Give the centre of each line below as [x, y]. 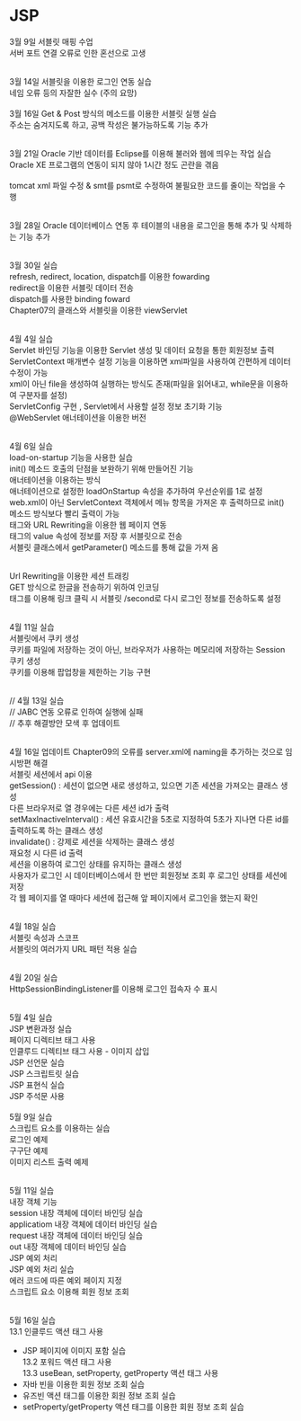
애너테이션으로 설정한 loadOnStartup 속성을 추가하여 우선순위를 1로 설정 [136, 491]
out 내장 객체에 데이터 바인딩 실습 [68, 1247]
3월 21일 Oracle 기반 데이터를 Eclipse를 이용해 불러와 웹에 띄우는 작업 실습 [141, 153]
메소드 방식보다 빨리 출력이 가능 [65, 513]
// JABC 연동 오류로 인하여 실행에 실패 [76, 712]
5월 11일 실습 [32, 1190]
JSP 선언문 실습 [37, 1062]
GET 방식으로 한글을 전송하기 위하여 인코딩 [84, 587]
